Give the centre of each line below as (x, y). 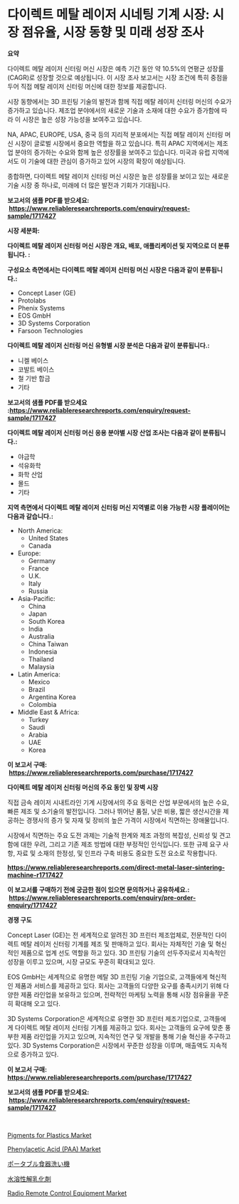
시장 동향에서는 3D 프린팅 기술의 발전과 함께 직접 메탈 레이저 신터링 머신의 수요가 (119, 101)
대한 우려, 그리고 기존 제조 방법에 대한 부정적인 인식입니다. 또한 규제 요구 (121, 844)
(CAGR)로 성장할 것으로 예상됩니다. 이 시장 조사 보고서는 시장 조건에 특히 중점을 (118, 77)
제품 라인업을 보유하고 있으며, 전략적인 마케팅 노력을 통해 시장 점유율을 (118, 995)
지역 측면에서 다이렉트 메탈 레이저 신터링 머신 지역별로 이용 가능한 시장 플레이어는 (119, 507)
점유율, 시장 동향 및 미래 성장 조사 (113, 32)
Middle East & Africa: (48, 712)
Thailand (41, 659)
